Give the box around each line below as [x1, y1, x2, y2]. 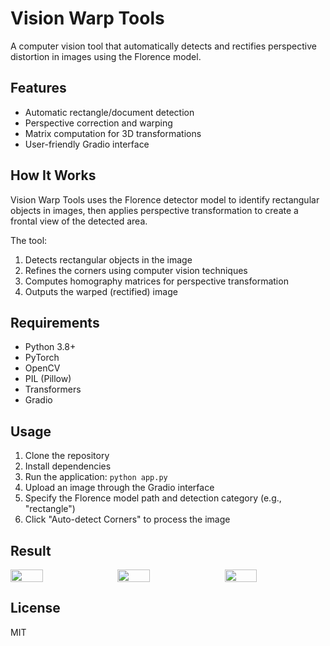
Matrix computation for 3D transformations [24, 127, 202, 139]
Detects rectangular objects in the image [24, 253, 193, 266]
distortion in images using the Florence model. [10, 50, 202, 62]
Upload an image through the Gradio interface [24, 482, 215, 494]
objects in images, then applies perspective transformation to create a [10, 204, 299, 216]
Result [10, 542, 52, 559]
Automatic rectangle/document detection [24, 106, 195, 118]
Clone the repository [24, 450, 110, 462]
